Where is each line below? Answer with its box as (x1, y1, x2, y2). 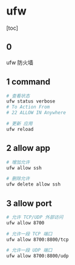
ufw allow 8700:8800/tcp (6, 236, 69, 243)
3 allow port (6, 198, 53, 209)
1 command (6, 77, 51, 87)
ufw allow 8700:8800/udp (6, 253, 69, 259)
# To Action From (6, 104, 50, 110)
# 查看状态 (6, 93, 30, 99)
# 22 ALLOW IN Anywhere (6, 110, 67, 116)
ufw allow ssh (6, 165, 42, 171)
